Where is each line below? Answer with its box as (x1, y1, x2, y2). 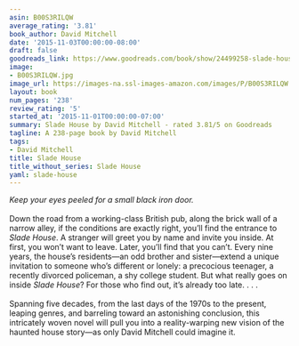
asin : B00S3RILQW (9, 12, 74, 22)
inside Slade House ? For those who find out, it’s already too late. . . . (9, 279, 258, 290)
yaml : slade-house (9, 170, 77, 179)
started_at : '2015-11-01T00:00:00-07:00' (9, 112, 166, 121)
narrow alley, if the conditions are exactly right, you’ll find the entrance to (9, 223, 278, 234)
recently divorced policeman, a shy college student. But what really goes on (9, 270, 287, 281)
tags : (9, 137, 29, 146)
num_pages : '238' (9, 95, 74, 105)
